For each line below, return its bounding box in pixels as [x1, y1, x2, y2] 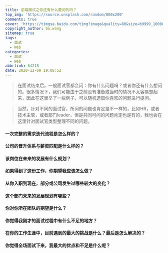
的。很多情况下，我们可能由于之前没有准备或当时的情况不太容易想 [17, 89, 153, 94]
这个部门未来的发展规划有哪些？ [5, 193, 71, 199]
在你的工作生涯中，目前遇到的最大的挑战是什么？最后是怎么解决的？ [5, 230, 145, 236]
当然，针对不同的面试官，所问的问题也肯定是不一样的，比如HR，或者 [17, 106, 160, 111]
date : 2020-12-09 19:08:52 [5, 68, 61, 73]
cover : [5, 21, 19, 27]
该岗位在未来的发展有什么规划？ [5, 155, 71, 161]
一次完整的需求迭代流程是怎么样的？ [5, 131, 80, 137]
